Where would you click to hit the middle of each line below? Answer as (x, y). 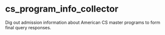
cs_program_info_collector (62, 9)
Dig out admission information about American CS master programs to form (83, 22)
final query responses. (28, 27)
